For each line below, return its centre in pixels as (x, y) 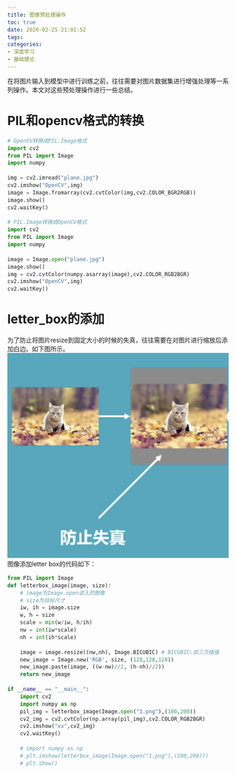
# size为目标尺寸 (42, 601)
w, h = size (37, 615)
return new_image (45, 674)
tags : (15, 37)
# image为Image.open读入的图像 (63, 593)
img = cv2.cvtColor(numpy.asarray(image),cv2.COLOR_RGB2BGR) (99, 274)
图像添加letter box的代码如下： (52, 564)
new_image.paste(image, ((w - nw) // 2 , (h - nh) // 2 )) (92, 667)
